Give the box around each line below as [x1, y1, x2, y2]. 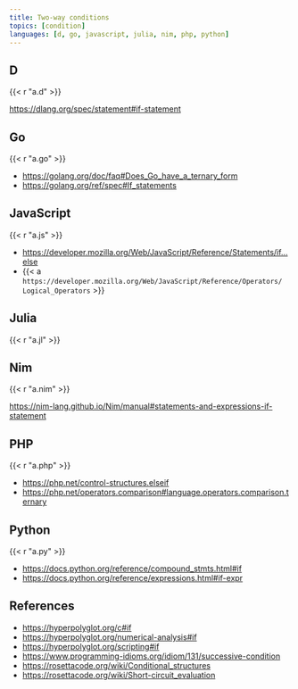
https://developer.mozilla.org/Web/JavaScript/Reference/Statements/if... [21, 246, 288, 257]
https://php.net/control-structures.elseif [21, 477, 170, 488]
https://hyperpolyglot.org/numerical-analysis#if [21, 631, 198, 643]
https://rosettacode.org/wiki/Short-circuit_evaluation [21, 669, 216, 680]
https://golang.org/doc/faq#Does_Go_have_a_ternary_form [21, 170, 238, 181]
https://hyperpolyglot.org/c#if [21, 622, 132, 633]
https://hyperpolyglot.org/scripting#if [21, 641, 160, 652]
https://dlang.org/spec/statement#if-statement [9, 104, 181, 114]
